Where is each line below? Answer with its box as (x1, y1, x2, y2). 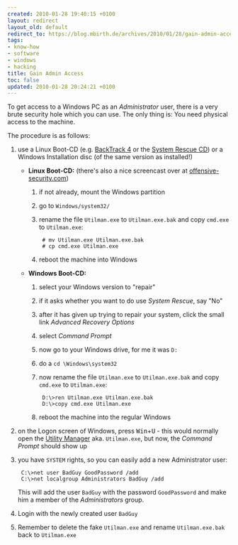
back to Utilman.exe (17, 531, 76, 539)
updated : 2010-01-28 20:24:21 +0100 (7, 83, 115, 90)
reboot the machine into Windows (38, 255, 138, 264)
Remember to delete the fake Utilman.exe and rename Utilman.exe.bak (17, 523, 225, 531)
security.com (28, 174, 67, 183)
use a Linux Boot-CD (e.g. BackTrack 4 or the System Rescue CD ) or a (17, 145, 223, 153)
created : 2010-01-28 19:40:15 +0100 (7, 10, 115, 18)
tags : (7, 37, 23, 44)
